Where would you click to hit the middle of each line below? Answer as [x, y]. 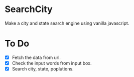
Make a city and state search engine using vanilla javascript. [67, 23]
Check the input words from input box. [52, 63]
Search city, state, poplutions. [43, 69]
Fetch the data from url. [36, 57]
